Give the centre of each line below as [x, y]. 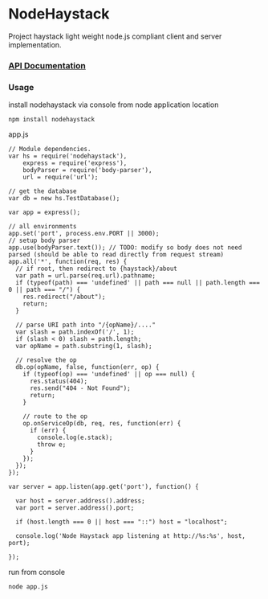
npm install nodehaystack [51, 120]
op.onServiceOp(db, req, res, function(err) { [102, 424]
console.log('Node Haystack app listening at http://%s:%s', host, [131, 536]
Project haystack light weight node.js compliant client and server [115, 36]
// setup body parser [45, 241]
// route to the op [55, 416]
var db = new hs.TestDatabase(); [64, 199]
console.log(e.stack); [75, 438]
